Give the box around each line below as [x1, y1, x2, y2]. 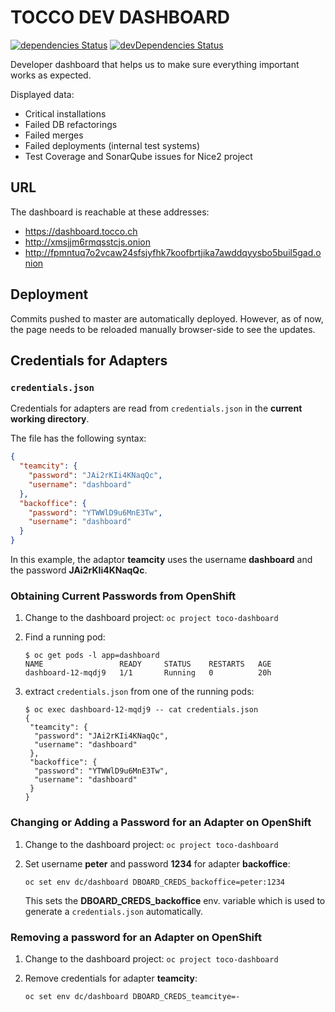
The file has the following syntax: [10, 432, 147, 445]
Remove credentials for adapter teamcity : [24, 972, 198, 984]
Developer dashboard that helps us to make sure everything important [10, 58, 300, 70]
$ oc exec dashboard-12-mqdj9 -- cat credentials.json [24, 705, 259, 715]
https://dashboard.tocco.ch [24, 225, 138, 237]
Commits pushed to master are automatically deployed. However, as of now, [10, 312, 324, 325]
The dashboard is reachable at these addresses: [10, 206, 210, 218]
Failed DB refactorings [24, 118, 118, 130]
